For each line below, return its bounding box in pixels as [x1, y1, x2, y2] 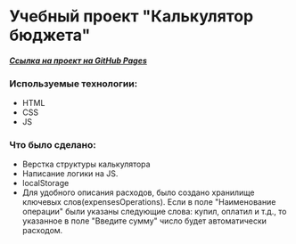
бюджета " [9, 25, 91, 45]
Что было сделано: [9, 139, 96, 150]
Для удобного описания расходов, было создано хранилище [21, 187, 255, 198]
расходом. [21, 225, 63, 236]
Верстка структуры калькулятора [21, 159, 151, 170]
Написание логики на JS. [21, 168, 119, 179]
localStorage [21, 178, 70, 189]
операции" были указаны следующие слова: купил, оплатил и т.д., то [21, 207, 287, 217]
